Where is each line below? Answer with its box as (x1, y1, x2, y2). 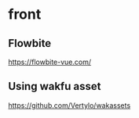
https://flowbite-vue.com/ (8, 57, 92, 66)
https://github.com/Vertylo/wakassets (8, 100, 131, 110)
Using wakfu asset (8, 80, 101, 93)
